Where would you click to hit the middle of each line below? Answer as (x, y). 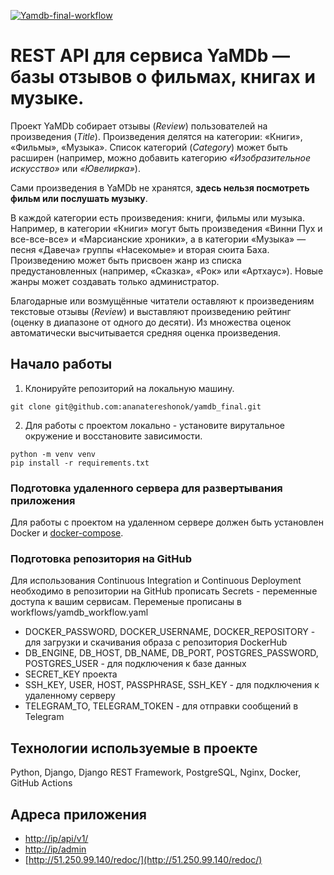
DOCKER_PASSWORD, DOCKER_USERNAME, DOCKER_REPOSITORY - (170, 632)
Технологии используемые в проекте (134, 748)
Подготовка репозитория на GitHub (101, 558)
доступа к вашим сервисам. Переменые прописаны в (126, 602)
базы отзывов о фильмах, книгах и (163, 77)
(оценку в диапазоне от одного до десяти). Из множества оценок (151, 322)
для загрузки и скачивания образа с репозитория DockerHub (156, 642)
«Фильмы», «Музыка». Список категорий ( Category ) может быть (149, 147)
